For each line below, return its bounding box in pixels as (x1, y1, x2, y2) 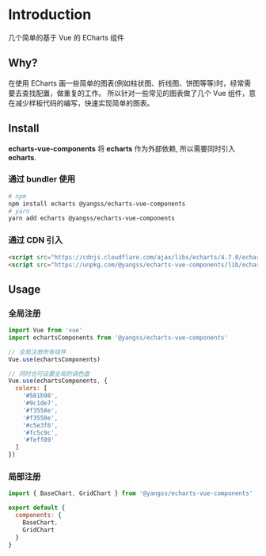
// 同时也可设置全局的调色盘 (8, 370, 90, 378)
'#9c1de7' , (22, 399, 59, 408)
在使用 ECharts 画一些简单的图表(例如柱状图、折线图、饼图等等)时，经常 (8, 78, 245, 88)
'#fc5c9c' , (22, 428, 59, 437)
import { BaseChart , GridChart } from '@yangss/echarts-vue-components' (8, 489, 253, 497)
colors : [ (15, 385, 47, 393)
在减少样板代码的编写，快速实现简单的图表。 (8, 98, 154, 108)
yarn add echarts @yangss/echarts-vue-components (8, 214, 176, 223)
